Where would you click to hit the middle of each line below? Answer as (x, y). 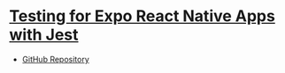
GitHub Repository (56, 59)
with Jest (44, 35)
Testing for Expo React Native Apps (142, 16)
